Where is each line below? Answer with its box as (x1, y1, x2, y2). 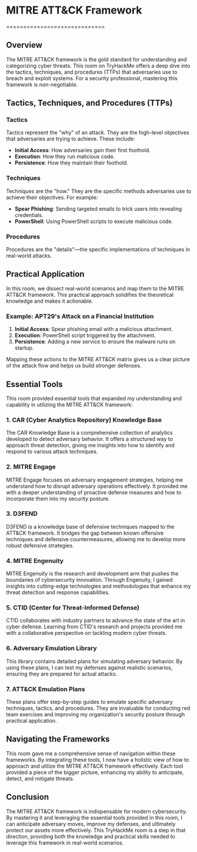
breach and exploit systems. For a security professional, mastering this (6, 74, 178, 81)
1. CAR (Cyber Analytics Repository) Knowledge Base (6, 415, 162, 424)
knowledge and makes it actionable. (6, 297, 94, 304)
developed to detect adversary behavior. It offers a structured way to (6, 435, 173, 443)
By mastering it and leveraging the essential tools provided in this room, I (6, 814, 182, 821)
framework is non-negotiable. (6, 81, 78, 88)
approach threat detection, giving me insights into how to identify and (6, 442, 175, 449)
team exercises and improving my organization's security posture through (6, 711, 185, 718)
